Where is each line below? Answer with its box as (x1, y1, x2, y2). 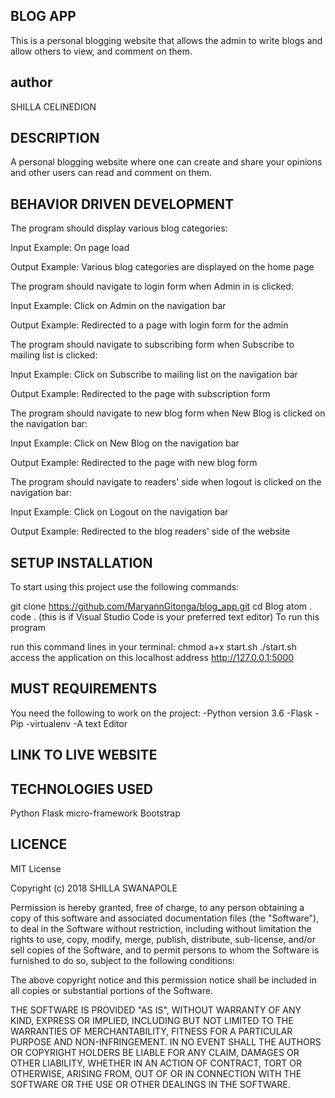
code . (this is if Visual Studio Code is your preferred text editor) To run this (10, 611, 320, 623)
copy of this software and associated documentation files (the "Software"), (10, 912, 320, 924)
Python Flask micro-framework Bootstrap (10, 807, 181, 819)
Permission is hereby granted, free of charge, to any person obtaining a (10, 901, 305, 913)
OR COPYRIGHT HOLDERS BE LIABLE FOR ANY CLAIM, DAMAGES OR (10, 1046, 300, 1058)
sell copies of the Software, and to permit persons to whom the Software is (10, 944, 320, 956)
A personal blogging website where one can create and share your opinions (10, 156, 323, 168)
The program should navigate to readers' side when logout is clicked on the (10, 476, 322, 488)
